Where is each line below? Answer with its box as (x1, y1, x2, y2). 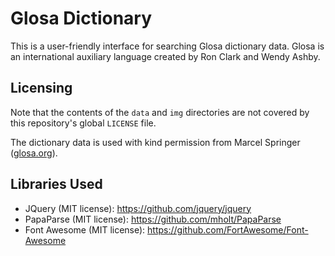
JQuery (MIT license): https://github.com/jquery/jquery (24, 202, 252, 214)
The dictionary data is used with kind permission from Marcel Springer (10, 136, 301, 148)
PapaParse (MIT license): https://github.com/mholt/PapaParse (24, 213, 282, 225)
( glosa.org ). (10, 147, 58, 159)
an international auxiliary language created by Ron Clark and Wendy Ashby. (10, 50, 321, 62)
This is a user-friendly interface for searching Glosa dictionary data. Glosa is (10, 40, 325, 52)
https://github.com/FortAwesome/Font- (147, 223, 309, 236)
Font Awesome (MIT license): (24, 223, 146, 236)
